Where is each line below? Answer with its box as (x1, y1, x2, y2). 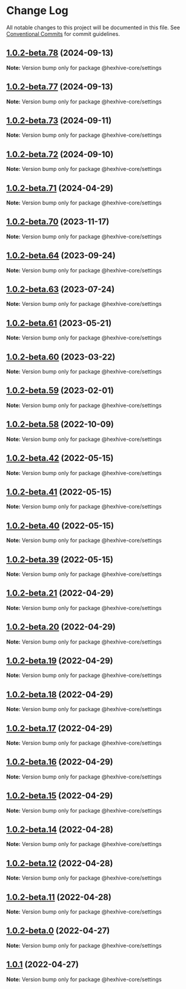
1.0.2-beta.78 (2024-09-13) (6, 48, 114, 58)
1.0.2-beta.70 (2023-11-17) (6, 217, 110, 227)
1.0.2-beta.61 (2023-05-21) (6, 318, 112, 328)
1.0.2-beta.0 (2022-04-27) (6, 926, 110, 936)
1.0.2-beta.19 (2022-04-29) (6, 655, 113, 666)
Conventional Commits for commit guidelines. (6, 30, 120, 37)
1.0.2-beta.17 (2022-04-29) (6, 723, 113, 734)
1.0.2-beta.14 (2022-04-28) (6, 825, 114, 835)
